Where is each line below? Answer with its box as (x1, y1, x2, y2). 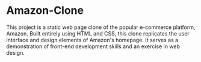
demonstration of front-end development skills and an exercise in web (6, 43, 181, 50)
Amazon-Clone (6, 4, 84, 17)
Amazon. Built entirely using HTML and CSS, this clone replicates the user (6, 29, 190, 37)
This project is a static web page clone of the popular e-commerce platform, (6, 23, 196, 31)
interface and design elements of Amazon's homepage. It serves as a (6, 36, 179, 43)
